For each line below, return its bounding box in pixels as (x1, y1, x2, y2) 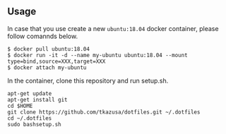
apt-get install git (7, 96, 69, 103)
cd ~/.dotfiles (7, 114, 52, 122)
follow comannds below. (7, 32, 78, 40)
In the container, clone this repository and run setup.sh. (7, 76, 169, 85)
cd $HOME (7, 102, 33, 109)
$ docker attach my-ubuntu (7, 63, 87, 71)
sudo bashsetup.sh (7, 121, 61, 128)
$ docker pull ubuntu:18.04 (7, 45, 90, 52)
